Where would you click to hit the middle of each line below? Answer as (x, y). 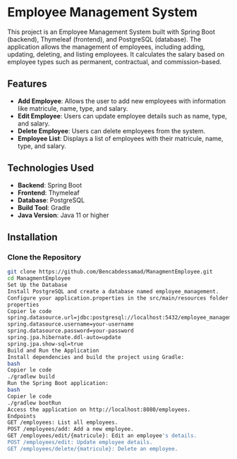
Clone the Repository (44, 257)
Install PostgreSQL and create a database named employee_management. (113, 291)
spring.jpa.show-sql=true (45, 344)
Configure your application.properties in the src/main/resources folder (118, 298)
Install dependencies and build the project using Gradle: (96, 357)
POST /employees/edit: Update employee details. (80, 442)
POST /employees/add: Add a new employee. (71, 429)
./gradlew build (31, 377)
